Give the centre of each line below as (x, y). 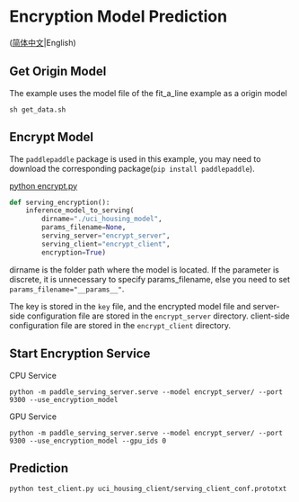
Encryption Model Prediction (118, 17)
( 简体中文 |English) (43, 42)
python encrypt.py (44, 185)
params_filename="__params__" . (67, 289)
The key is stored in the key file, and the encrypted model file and (130, 306)
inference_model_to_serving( (80, 211)
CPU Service (33, 375)
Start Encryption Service (80, 354)
